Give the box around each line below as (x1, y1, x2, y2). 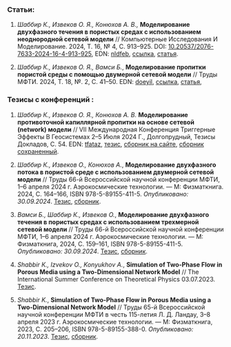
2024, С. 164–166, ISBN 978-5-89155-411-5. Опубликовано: (17, 189, 189, 198)
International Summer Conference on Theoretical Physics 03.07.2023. (17, 275, 216, 283)
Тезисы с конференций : (7, 95, 94, 105)
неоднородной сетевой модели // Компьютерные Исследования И (17, 35, 219, 43)
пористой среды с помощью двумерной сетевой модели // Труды (17, 70, 218, 78)
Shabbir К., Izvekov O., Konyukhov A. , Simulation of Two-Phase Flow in (17, 260, 223, 269)
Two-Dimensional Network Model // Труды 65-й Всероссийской (17, 303, 205, 311)
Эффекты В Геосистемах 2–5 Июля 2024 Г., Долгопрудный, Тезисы (17, 132, 216, 140)
